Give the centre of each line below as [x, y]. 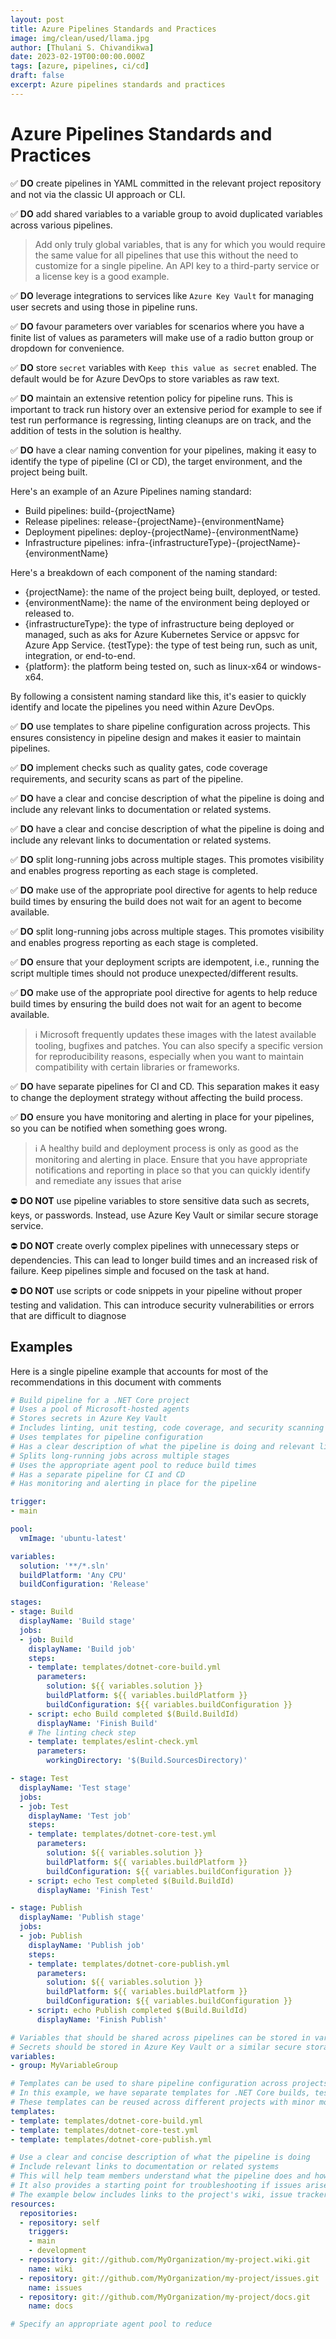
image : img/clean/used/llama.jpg [80, 38]
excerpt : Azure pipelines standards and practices [118, 85]
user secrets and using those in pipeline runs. [104, 307]
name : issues [55, 2287]
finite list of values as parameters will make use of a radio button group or [162, 337]
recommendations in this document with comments [116, 1382]
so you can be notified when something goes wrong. [119, 1128]
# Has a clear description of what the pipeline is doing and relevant [162, 1446]
